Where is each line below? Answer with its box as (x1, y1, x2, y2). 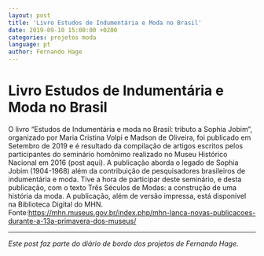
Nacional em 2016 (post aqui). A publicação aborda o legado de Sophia (8, 158, 239, 167)
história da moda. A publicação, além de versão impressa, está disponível (8, 191, 247, 200)
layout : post (8, 11, 51, 20)
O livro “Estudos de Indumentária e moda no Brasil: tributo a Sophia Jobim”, (8, 124, 253, 133)
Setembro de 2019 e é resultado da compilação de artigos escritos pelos (8, 141, 244, 150)
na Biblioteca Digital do (8, 199, 83, 209)
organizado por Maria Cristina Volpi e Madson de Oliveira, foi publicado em (8, 133, 251, 142)
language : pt (8, 41, 51, 49)
